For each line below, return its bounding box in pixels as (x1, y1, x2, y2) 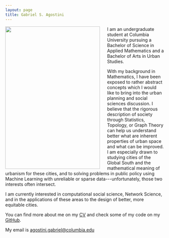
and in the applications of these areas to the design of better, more (5, 196, 144, 203)
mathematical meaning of (107, 165, 160, 171)
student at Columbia (107, 31, 149, 37)
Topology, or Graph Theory (107, 122, 164, 128)
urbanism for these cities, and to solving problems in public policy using (5, 170, 155, 176)
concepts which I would (107, 84, 157, 90)
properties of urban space (107, 138, 161, 144)
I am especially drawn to (107, 149, 158, 155)
